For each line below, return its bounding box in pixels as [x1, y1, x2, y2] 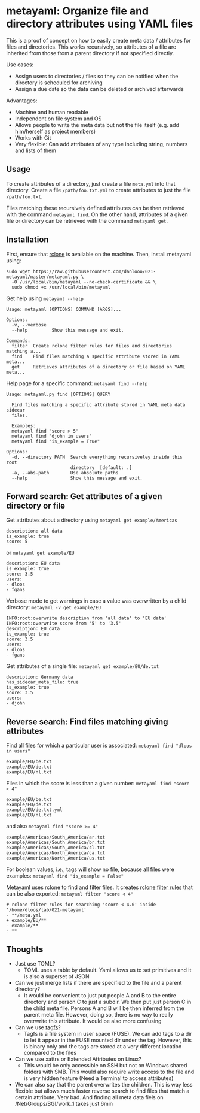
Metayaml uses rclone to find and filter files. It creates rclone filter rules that [6, 884, 193, 891]
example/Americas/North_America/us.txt [6, 855, 106, 861]
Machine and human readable [14, 108, 88, 116]
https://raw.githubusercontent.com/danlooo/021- [32, 268, 156, 274]
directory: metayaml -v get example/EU [6, 604, 101, 611]
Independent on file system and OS [14, 115, 102, 122]
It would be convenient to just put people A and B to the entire [23, 992, 176, 999]
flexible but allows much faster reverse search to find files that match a [14, 1087, 190, 1094]
